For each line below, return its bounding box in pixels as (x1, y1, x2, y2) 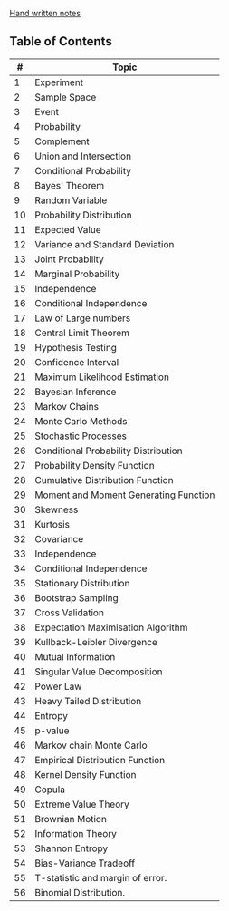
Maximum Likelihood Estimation (34, 371, 170, 383)
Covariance (34, 532, 84, 545)
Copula (34, 783, 66, 796)
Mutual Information (34, 650, 116, 663)
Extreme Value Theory (34, 798, 129, 810)
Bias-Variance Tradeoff (34, 857, 136, 869)
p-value (34, 724, 70, 737)
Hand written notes (9, 8, 81, 18)
